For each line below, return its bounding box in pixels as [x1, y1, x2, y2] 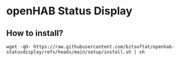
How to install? [6, 28, 64, 38]
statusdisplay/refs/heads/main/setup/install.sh [6, 49, 132, 55]
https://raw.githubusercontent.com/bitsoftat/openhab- [33, 44, 175, 50]
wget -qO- [6, 44, 32, 50]
